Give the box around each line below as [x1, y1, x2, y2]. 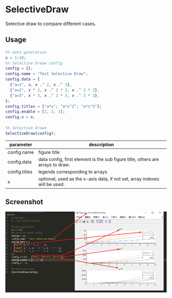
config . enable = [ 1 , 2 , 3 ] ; [5, 109, 66, 114]
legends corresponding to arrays [38, 169, 107, 175]
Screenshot [5, 197, 44, 206]
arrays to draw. [38, 162, 70, 168]
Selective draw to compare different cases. [5, 21, 96, 27]
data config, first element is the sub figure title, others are [38, 156, 159, 162]
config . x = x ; [5, 114, 36, 120]
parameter [9, 142, 32, 148]
